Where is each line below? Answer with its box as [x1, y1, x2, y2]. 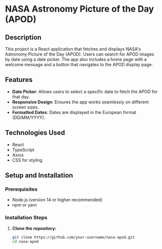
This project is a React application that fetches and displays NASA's [5, 46, 141, 52]
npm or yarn [12, 202, 37, 208]
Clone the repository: [12, 225, 57, 231]
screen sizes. [12, 104, 39, 110]
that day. [12, 94, 30, 99]
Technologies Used [5, 129, 65, 137]
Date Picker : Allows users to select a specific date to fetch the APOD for [12, 89, 158, 95]
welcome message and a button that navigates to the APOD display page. [5, 62, 153, 67]
